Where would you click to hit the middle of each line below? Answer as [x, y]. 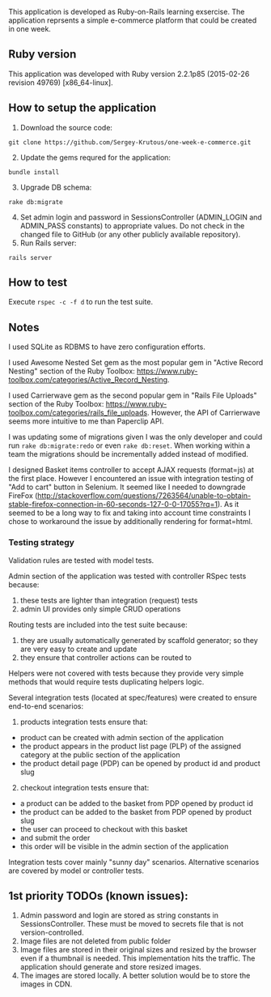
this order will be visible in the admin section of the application [124, 846]
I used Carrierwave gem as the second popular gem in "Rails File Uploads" [133, 395]
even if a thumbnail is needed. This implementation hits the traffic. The [138, 958]
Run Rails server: [48, 243]
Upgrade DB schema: [56, 187]
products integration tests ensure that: [84, 722]
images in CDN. [46, 984]
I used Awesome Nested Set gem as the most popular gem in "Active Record [136, 363]
